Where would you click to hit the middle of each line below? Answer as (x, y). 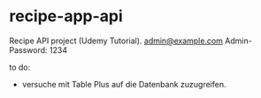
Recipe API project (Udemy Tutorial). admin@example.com (116, 41)
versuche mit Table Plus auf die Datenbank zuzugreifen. (124, 84)
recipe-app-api (66, 16)
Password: (28, 49)
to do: (20, 67)
